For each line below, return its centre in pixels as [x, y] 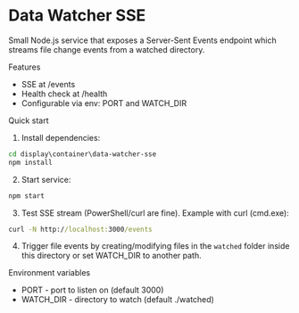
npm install [30, 162]
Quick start [29, 120]
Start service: [46, 179]
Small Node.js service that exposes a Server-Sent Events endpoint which [143, 40]
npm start [27, 196]
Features [25, 67]
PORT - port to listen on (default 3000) [92, 290]
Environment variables [50, 273]
